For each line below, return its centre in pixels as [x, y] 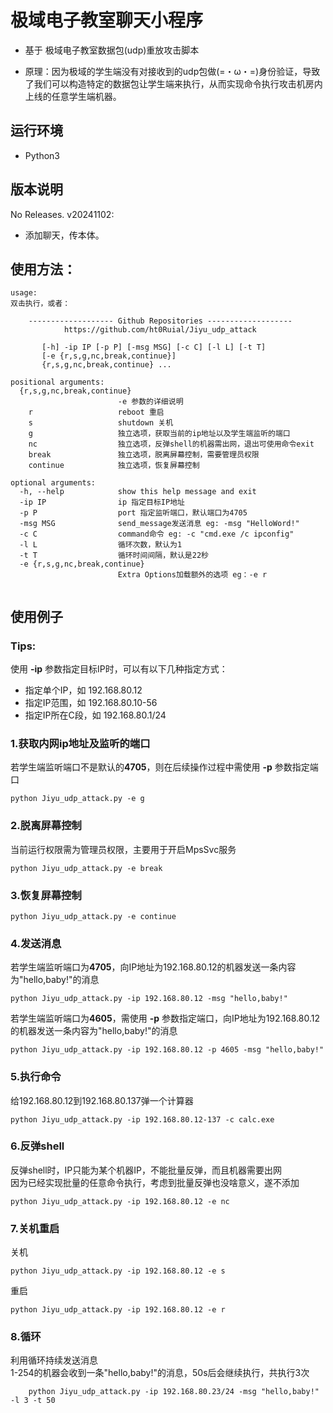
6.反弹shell [37, 1146]
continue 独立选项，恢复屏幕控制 [114, 466]
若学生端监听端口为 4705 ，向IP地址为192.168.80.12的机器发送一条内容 [153, 967]
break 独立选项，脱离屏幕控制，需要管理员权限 [144, 455]
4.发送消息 [36, 943]
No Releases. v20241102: [62, 214]
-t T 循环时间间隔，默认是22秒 [114, 556]
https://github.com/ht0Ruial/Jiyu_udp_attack [160, 330]
